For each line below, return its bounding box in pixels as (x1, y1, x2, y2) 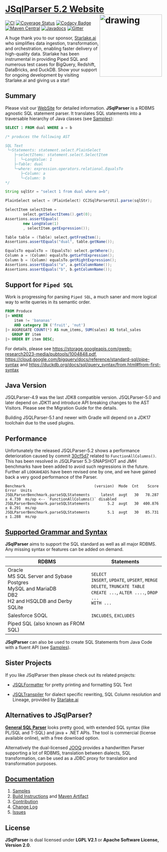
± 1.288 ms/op (5, 514, 37, 519)
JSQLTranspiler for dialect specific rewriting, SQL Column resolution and (12, 691, 161, 697)
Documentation (5, 775, 55, 783)
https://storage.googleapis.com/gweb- (52, 345, 132, 352)
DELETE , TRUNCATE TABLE (91, 583, 145, 589)
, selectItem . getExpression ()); (23, 226, 90, 231)
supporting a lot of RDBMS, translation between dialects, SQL (5, 750, 131, 756)
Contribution (12, 799, 38, 805)
